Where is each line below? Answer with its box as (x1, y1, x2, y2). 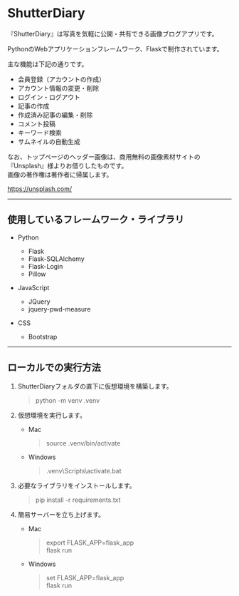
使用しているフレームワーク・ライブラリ (7, 214, 185, 226)
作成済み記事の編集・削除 (17, 111, 93, 119)
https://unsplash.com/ (7, 184, 73, 193)
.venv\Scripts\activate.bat (46, 466, 122, 475)
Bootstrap (28, 332, 58, 341)
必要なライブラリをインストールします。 (17, 481, 137, 490)
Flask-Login (28, 262, 63, 270)
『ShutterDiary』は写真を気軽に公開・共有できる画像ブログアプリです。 (7, 29, 218, 38)
